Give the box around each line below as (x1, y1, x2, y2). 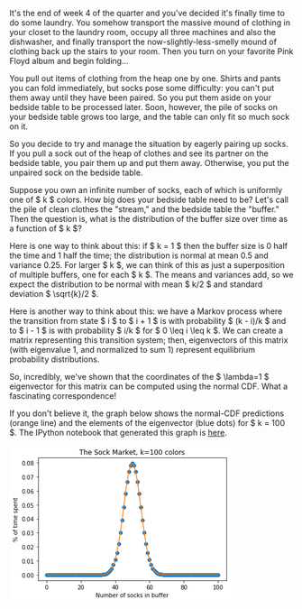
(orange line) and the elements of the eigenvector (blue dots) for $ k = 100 (9, 418, 286, 428)
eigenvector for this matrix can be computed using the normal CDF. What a (9, 381, 288, 392)
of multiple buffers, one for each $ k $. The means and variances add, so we (9, 270, 294, 280)
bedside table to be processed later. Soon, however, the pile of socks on (9, 102, 278, 112)
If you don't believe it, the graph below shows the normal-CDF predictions (9, 408, 285, 419)
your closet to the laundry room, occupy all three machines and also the (9, 27, 277, 37)
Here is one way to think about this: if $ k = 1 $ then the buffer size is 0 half (9, 241, 288, 251)
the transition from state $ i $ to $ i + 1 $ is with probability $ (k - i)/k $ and (9, 316, 287, 326)
